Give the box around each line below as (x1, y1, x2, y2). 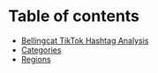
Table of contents (8, 6, 140, 26)
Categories (20, 44, 62, 55)
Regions (20, 54, 51, 64)
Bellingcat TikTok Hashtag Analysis (20, 35, 149, 46)
